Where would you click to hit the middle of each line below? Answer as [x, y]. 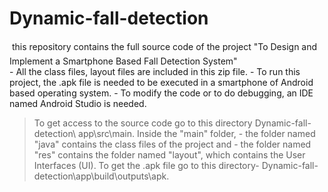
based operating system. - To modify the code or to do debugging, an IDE [161, 93]
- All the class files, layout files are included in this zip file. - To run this [155, 71]
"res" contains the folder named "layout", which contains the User [169, 154]
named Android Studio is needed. [78, 103]
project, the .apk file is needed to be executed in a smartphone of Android [161, 82]
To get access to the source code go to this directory [143, 123]
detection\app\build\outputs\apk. [101, 176]
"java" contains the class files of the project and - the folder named [172, 144]
